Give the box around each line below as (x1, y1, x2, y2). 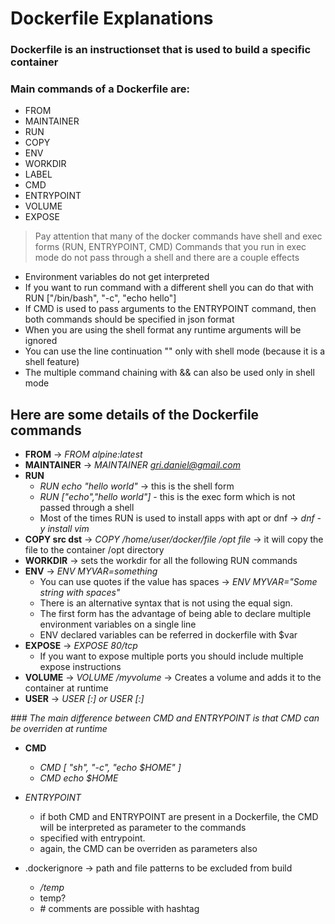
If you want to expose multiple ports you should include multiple (39, 650, 304, 662)
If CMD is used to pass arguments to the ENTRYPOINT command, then (24, 303, 317, 315)
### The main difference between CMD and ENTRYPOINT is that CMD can (10, 712, 320, 724)
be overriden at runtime (10, 723, 108, 735)
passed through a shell (39, 502, 135, 514)
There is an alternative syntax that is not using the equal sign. (39, 597, 293, 609)
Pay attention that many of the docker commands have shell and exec (34, 230, 323, 242)
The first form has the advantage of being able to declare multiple (39, 608, 312, 620)
